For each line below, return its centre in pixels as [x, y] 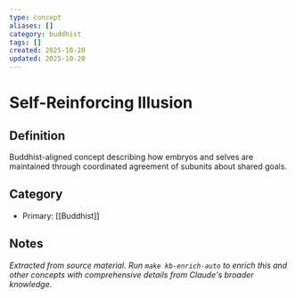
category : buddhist [45, 34]
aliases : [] [31, 26]
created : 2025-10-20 [48, 51]
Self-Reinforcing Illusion [101, 103]
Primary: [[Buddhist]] [61, 215]
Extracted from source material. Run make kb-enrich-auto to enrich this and [148, 265]
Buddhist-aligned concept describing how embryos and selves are [132, 157]
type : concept [36, 17]
